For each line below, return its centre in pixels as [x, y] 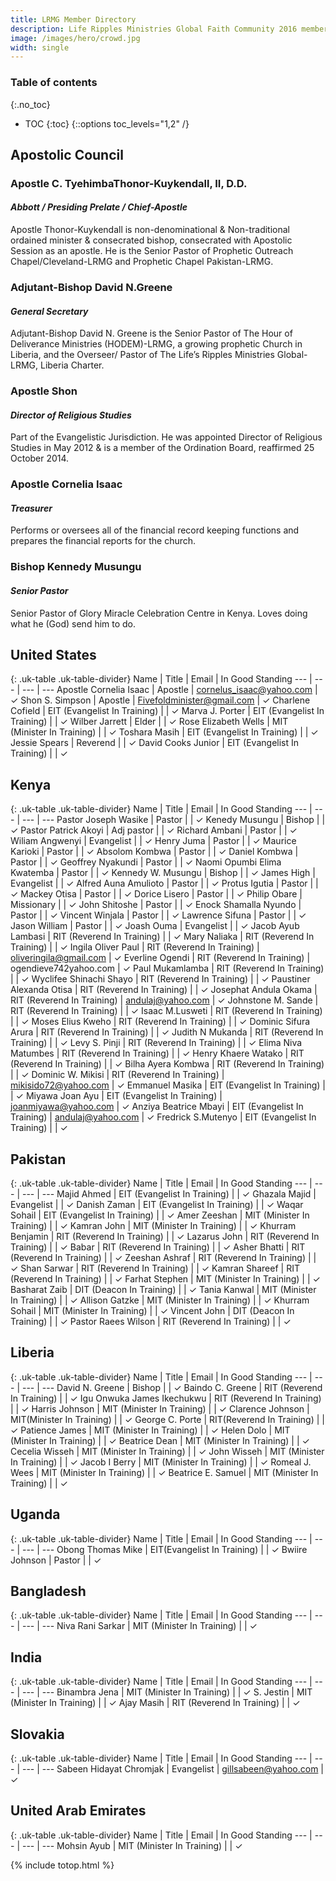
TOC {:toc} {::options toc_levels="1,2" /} [107, 123]
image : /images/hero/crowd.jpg [75, 38]
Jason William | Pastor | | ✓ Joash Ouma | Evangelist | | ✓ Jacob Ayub [155, 926]
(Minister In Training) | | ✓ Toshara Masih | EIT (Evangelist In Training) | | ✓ [164, 732]
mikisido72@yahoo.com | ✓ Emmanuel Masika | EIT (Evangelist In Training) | [168, 1085]
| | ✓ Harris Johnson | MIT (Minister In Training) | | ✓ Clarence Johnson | [160, 1408]
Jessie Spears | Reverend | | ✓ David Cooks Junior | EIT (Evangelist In [155, 743]
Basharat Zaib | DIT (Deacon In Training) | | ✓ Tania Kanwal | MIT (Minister [163, 1289]
